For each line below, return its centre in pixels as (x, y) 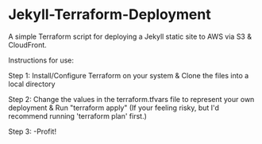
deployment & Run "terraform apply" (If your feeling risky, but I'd (114, 108)
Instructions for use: (41, 60)
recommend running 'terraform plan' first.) (77, 116)
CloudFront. (28, 44)
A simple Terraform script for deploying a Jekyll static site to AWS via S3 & (130, 36)
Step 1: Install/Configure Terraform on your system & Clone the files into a (129, 75)
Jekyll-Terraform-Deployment (110, 15)
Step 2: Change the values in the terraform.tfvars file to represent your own (131, 99)
